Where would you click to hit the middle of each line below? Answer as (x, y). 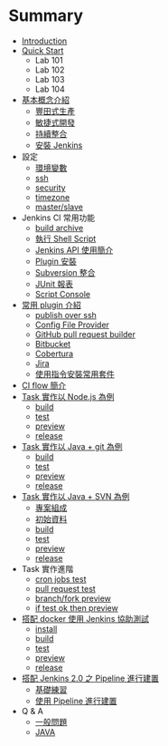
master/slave (59, 207)
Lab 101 (49, 60)
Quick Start (42, 50)
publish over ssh (65, 315)
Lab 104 (50, 89)
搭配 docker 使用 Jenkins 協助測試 (85, 618)
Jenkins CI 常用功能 (58, 218)
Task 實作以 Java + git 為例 (72, 446)
